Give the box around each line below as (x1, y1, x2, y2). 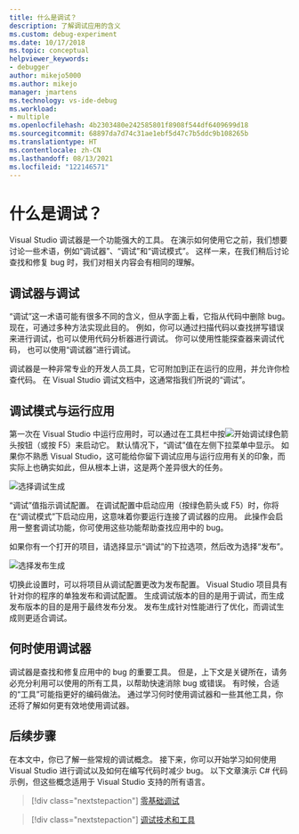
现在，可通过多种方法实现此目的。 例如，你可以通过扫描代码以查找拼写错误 (9, 322, 285, 333)
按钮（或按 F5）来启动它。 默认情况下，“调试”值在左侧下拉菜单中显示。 (16, 439, 279, 450)
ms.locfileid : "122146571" (9, 162, 109, 171)
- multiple (9, 112, 50, 121)
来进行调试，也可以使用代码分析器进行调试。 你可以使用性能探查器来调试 (9, 334, 277, 344)
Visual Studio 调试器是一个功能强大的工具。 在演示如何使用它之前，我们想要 (9, 235, 287, 245)
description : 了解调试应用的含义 (9, 21, 122, 30)
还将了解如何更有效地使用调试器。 (9, 699, 134, 710)
